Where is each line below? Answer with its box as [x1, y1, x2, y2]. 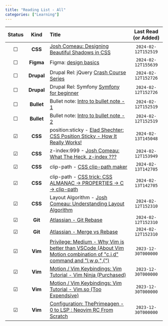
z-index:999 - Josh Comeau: [49, 147, 120, 154]
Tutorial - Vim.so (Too [49, 285, 101, 292]
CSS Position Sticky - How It [49, 132, 117, 139]
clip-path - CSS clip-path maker [49, 163, 127, 170]
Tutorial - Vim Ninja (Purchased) [49, 271, 126, 278]
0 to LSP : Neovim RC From [49, 306, 113, 313]
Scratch [49, 312, 68, 319]
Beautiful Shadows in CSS [49, 48, 111, 55]
